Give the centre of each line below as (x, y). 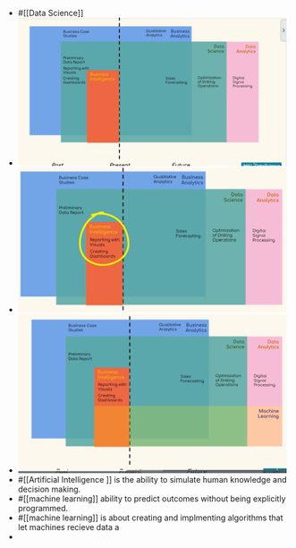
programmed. (43, 509)
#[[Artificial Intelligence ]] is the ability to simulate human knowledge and (152, 480)
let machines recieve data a (68, 527)
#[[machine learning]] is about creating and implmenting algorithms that (150, 518)
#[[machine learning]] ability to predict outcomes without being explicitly (152, 499)
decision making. (49, 489)
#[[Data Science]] (51, 13)
